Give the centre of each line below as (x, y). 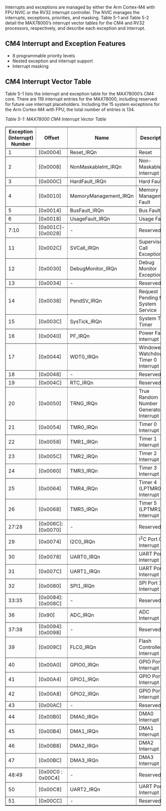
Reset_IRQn (83, 152)
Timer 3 (148, 468)
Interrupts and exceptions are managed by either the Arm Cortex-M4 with (80, 7)
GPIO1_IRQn (84, 679)
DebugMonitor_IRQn (94, 268)
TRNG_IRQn (84, 403)
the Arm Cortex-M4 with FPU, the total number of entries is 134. (70, 109)
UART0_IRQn (85, 557)
